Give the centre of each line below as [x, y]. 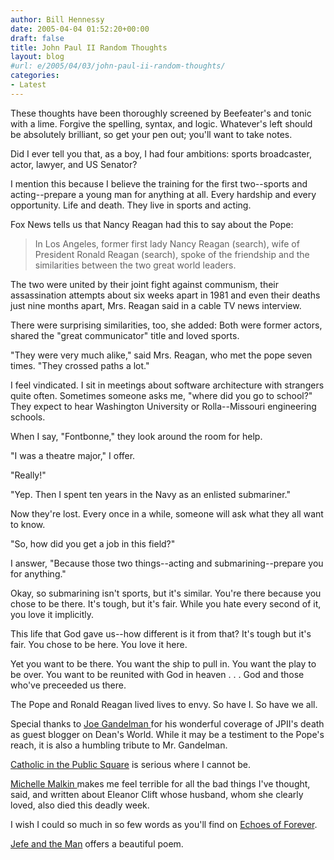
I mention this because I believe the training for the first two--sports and [159, 183]
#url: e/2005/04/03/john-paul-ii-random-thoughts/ [118, 66]
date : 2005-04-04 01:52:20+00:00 [80, 29]
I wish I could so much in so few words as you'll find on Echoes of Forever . [164, 824]
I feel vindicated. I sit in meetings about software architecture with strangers [167, 385]
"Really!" [28, 475]
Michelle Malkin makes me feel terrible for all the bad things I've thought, [160, 783]
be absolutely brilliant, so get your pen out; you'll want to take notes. [151, 134]
